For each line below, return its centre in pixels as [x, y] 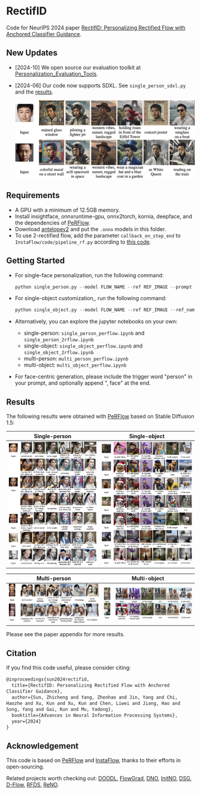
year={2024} [27, 721]
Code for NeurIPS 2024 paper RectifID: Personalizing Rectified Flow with [96, 28]
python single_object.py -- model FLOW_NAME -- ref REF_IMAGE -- [95, 310]
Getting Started [36, 261]
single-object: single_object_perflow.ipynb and [83, 346]
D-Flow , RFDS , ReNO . [33, 785]
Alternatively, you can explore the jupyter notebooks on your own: [96, 322]
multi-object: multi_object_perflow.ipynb [75, 365]
